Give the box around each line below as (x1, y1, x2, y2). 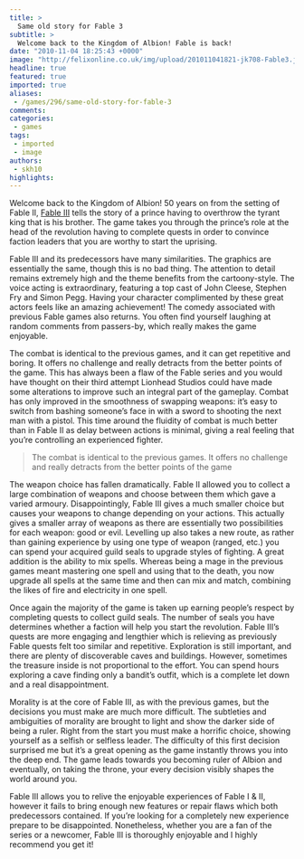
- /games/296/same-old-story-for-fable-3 (13, 97, 172, 107)
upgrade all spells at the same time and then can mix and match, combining (9, 575, 291, 586)
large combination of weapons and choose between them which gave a (9, 489, 276, 500)
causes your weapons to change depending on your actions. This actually (9, 508, 285, 519)
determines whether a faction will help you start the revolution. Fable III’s (9, 621, 280, 633)
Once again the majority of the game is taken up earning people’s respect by (9, 602, 295, 613)
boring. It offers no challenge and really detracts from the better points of (9, 358, 282, 369)
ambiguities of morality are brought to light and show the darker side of (9, 716, 275, 727)
